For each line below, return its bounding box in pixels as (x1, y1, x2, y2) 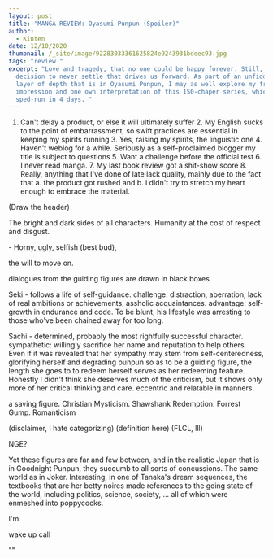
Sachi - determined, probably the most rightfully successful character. (8, 331, 244, 342)
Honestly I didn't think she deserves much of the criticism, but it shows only (8, 375, 262, 385)
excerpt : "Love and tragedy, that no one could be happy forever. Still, (8, 65, 264, 73)
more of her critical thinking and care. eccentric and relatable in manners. (8, 383, 254, 393)
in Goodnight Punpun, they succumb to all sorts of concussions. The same (8, 464, 258, 473)
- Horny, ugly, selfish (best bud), (8, 242, 117, 252)
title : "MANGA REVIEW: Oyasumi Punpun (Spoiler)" (8, 20, 180, 28)
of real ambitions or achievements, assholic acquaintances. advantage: (8, 299, 246, 308)
